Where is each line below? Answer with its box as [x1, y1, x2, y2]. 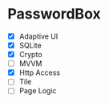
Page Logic [18, 86, 57, 96]
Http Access [18, 68, 61, 77]
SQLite [18, 41, 42, 50]
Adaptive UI [18, 31, 59, 41]
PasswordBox [7, 5, 101, 23]
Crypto [18, 50, 42, 60]
